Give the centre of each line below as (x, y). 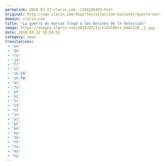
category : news (21, 37)
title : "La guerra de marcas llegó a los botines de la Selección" (76, 23)
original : (15, 14)
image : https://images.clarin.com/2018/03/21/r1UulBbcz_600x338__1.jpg (80, 28)
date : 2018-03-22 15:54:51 (33, 32)
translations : (20, 42)
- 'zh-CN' (17, 74)
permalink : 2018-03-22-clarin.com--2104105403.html (59, 10)
